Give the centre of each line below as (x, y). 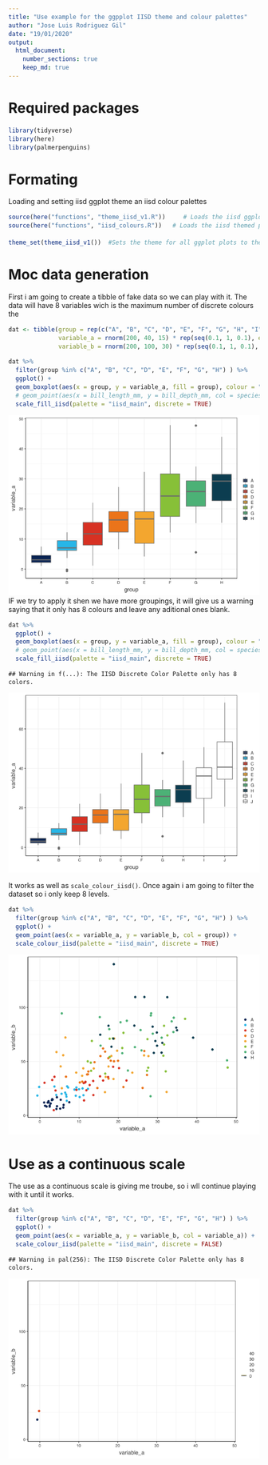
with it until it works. (41, 1195)
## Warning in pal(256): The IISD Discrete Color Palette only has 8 (126, 1259)
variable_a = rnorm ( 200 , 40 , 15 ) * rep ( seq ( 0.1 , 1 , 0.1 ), (157, 338)
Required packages (74, 108)
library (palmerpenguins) (49, 147)
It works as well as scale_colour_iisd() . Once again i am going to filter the (131, 886)
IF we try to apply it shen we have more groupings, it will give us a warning (131, 601)
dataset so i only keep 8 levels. (59, 894)
